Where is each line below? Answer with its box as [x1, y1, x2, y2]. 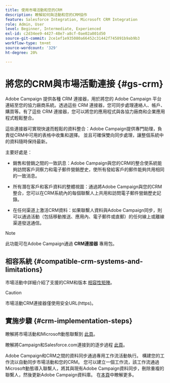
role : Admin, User [5, 21, 44, 27]
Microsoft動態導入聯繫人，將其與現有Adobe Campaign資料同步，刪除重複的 [5, 365, 164, 372]
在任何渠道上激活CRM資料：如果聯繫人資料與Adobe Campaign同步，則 [12, 207, 162, 213]
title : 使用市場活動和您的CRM [5, 7, 63, 13]
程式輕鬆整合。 [5, 115, 37, 121]
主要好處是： [5, 149, 32, 155]
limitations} [5, 265, 43, 274]
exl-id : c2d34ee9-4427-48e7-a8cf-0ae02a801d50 [5, 31, 106, 36]
